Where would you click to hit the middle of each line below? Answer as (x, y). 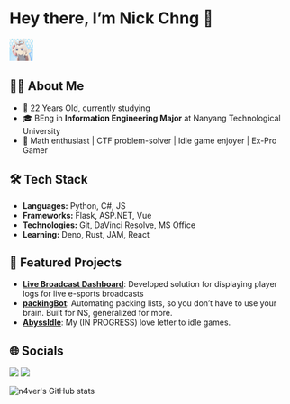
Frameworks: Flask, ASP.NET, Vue (87, 215)
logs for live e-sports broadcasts (83, 294)
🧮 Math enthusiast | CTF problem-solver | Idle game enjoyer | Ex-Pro (150, 140)
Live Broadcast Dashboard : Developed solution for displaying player (150, 284)
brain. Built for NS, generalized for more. (97, 313)
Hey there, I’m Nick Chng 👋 (112, 18)
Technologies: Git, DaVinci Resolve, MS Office (109, 225)
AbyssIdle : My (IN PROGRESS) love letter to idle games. (127, 322)
